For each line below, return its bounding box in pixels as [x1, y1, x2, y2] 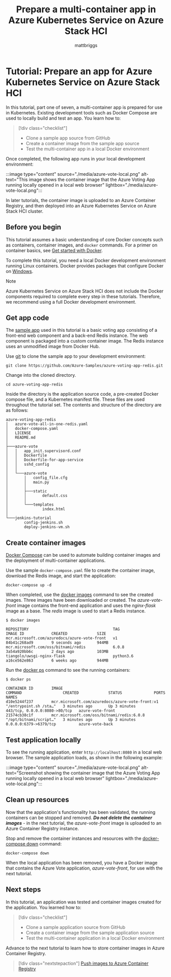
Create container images [6, 538, 86, 547]
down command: [26, 840, 62, 847]
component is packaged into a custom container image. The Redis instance [6, 338, 164, 344]
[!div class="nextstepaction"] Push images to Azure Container [18, 960, 149, 966]
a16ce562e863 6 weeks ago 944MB [6, 658, 109, 663]
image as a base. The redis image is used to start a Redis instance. [6, 608, 146, 614]
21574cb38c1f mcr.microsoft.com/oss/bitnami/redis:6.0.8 [6, 713, 145, 718]
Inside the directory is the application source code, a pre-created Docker [6, 391, 159, 397]
